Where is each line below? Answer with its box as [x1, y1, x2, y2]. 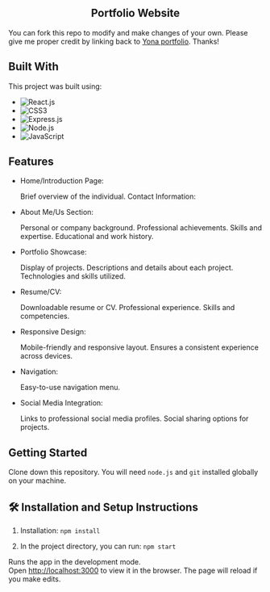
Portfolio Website [90, 6, 181, 20]
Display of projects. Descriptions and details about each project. [19, 262, 234, 273]
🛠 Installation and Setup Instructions [8, 500, 199, 514]
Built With [8, 60, 59, 73]
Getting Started [8, 446, 88, 460]
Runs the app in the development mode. [8, 557, 141, 567]
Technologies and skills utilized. [19, 271, 127, 281]
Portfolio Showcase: [19, 247, 87, 257]
